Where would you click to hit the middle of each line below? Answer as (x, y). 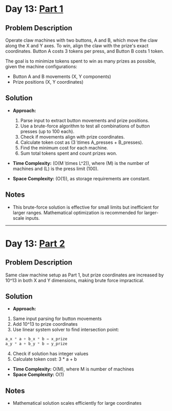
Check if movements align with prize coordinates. (73, 137)
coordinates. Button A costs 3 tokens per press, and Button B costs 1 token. (85, 51)
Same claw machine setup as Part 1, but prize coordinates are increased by (84, 275)
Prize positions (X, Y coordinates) (48, 82)
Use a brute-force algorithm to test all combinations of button (85, 126)
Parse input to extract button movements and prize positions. (85, 120)
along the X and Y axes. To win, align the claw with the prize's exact (77, 46)
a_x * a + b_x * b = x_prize (36, 339)
